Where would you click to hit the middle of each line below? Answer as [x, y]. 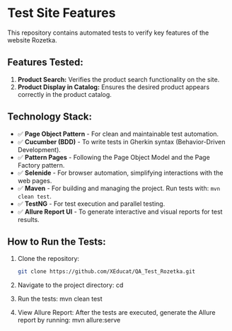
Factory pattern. [41, 165]
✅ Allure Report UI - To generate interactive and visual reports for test [120, 211]
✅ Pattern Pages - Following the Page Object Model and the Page [114, 157]
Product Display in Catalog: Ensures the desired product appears [114, 87]
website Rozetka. [33, 40]
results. [29, 219]
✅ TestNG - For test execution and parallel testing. [91, 204]
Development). [39, 149]
